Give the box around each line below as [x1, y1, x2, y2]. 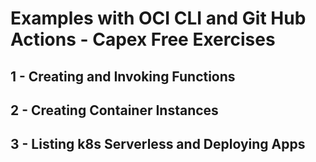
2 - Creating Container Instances [10, 102, 219, 119]
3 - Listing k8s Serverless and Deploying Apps [10, 136, 306, 153]
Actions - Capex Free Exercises [10, 28, 276, 51]
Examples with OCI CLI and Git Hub [10, 7, 307, 30]
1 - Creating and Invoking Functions [10, 68, 236, 85]
